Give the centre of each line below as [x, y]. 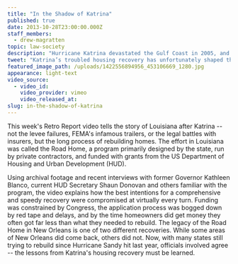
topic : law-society [36, 47]
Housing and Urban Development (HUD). [67, 163]
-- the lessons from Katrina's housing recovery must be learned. [101, 253]
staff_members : [30, 34]
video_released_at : [49, 100]
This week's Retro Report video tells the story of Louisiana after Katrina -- [115, 126]
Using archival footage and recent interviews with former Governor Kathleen [119, 177]
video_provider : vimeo [53, 93]
